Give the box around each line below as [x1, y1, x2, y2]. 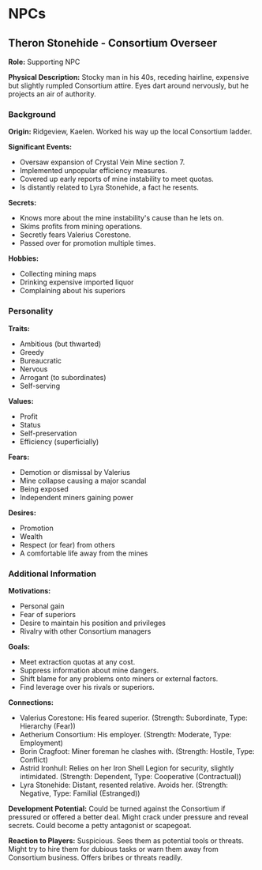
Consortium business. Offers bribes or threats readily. [8, 853, 183, 862]
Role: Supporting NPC [8, 57, 80, 66]
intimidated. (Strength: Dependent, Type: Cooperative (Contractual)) [19, 771, 242, 781]
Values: [8, 396, 34, 405]
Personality [8, 306, 54, 317]
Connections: [8, 697, 54, 707]
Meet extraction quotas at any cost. [19, 657, 136, 666]
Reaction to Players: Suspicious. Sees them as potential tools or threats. [8, 835, 245, 846]
